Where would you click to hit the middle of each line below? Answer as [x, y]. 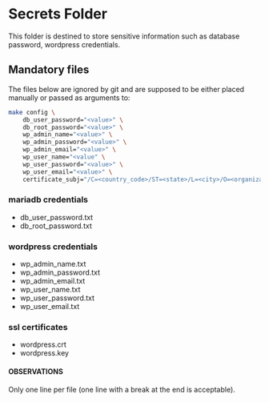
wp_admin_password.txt [60, 272]
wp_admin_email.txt [52, 281]
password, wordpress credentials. [64, 44]
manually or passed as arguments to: [69, 98]
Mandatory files [49, 70]
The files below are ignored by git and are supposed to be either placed [126, 89]
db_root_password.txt [56, 226]
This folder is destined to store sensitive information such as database [124, 36]
